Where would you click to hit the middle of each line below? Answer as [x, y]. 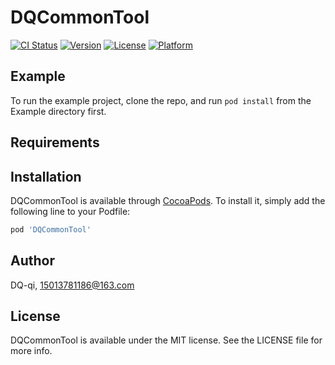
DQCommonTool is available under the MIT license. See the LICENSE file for [166, 340]
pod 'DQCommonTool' [51, 229]
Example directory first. [58, 111]
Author [32, 261]
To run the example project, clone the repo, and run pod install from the [161, 100]
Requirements [55, 142]
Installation [46, 176]
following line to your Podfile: [70, 211]
